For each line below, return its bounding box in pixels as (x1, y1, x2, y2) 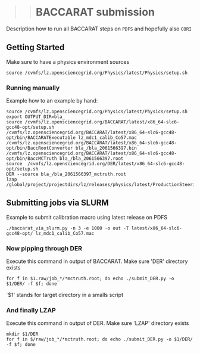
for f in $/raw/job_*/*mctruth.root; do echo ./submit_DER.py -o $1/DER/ (6, 336, 193, 342)
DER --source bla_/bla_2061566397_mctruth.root (6, 171, 127, 178)
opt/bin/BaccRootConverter (6, 145, 73, 151)
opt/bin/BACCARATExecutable (6, 135, 76, 141)
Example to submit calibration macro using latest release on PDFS (6, 213, 168, 221)
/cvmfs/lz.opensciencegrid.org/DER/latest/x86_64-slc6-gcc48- (27, 161, 185, 167)
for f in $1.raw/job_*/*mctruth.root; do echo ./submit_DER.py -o (6, 275, 174, 282)
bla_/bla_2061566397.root (59, 156, 124, 162)
